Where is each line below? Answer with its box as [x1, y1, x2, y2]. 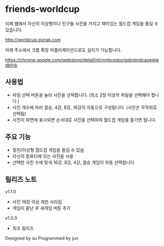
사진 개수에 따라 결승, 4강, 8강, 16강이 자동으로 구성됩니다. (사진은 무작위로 [12, 104, 158, 110]
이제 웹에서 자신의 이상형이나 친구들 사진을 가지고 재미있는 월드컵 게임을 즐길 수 [5, 20, 159, 26]
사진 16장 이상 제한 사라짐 [12, 199, 62, 205]
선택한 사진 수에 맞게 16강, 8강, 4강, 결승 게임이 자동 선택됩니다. [12, 159, 136, 165]
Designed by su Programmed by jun [5, 235, 78, 242]
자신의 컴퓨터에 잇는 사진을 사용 [12, 153, 73, 159]
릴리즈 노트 [5, 175, 37, 183]
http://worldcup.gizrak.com [5, 36, 61, 43]
